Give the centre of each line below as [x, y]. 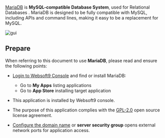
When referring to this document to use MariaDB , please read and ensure [81, 60]
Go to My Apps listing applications [56, 85]
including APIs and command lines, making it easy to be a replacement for [82, 18]
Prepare [18, 49]
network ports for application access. [51, 130]
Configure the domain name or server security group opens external [84, 125]
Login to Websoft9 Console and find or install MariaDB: [69, 75]
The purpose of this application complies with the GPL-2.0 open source [86, 110]
